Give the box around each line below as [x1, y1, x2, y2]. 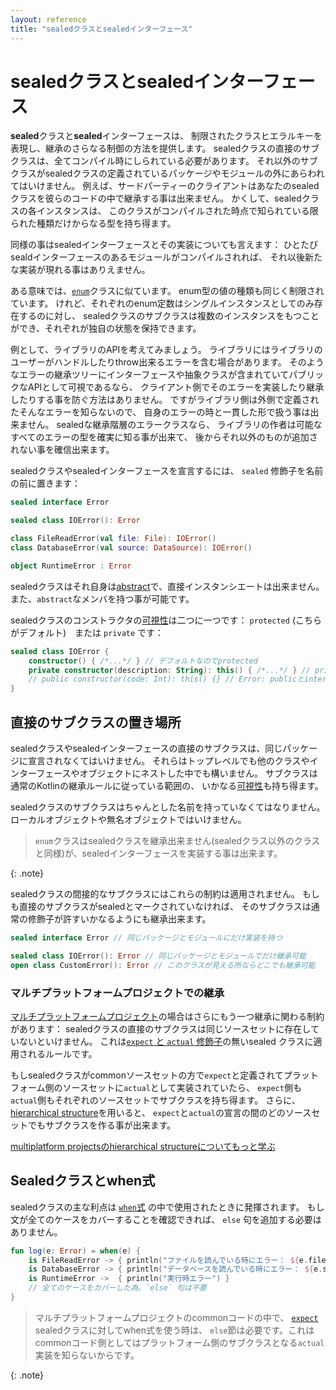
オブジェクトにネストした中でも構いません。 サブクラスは [79, 767, 318, 779]
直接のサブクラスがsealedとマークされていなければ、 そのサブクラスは [18, 901, 312, 912]
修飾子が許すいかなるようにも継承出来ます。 [27, 913, 212, 925]
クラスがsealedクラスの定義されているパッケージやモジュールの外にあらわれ [10, 167, 325, 180]
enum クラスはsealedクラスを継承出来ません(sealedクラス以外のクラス [34, 835, 321, 846]
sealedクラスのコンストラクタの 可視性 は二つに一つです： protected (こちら [10, 614, 322, 626]
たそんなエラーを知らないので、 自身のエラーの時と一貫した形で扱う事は [10, 406, 311, 418]
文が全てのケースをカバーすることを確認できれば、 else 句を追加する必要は [10, 1213, 322, 1225]
